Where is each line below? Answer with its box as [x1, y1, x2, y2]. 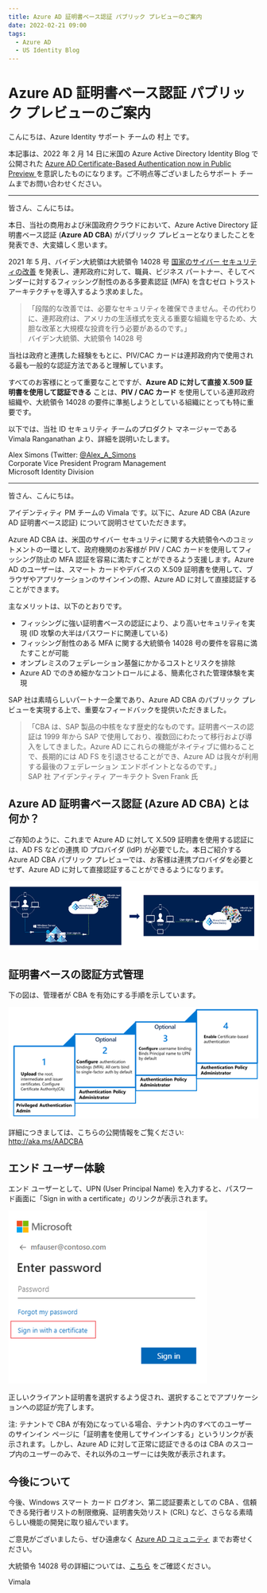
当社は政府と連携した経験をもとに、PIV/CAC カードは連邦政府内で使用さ [8, 350, 247, 360]
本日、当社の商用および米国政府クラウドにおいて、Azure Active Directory [8, 220, 249, 230]
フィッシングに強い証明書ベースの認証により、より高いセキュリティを [19, 618, 249, 628]
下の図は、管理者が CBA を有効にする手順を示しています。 [8, 990, 200, 1000]
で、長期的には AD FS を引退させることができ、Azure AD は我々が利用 [27, 752, 259, 761]
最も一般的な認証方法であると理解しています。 [14, 361, 168, 370]
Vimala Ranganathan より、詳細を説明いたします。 [8, 434, 174, 444]
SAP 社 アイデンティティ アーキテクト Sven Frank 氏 [27, 772, 199, 781]
